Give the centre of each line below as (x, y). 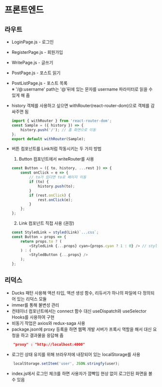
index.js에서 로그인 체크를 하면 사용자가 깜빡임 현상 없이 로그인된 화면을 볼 (82, 373)
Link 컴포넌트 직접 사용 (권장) (47, 223)
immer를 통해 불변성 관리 (35, 305)
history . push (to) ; (56, 186)
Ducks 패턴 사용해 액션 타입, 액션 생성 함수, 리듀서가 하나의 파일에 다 (76, 293)
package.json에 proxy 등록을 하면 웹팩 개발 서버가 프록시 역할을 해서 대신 (81, 329)
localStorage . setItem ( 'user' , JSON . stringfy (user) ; (66, 363)
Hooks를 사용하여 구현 (33, 317)
